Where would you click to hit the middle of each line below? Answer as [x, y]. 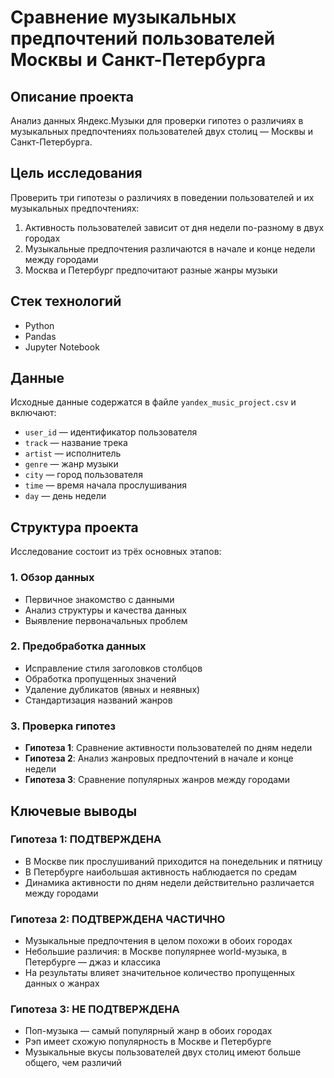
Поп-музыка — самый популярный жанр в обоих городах [148, 1031]
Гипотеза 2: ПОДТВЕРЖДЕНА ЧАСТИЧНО [118, 919]
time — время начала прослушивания [106, 485]
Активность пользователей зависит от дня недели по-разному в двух [174, 227]
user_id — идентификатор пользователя [111, 432]
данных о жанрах [62, 983]
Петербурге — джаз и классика [93, 962]
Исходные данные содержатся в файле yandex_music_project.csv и [153, 402]
